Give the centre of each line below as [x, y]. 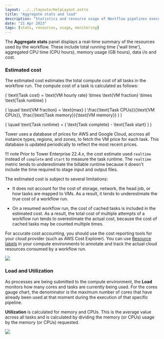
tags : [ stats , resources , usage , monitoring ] [52, 28]
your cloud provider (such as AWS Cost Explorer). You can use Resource [78, 239]
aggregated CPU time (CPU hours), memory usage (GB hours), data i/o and [81, 52]
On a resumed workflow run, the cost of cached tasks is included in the [84, 208]
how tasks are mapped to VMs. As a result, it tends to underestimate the [85, 194]
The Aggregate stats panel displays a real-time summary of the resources [80, 42]
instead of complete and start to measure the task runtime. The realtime [78, 159]
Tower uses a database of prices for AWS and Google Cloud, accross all [78, 134]
